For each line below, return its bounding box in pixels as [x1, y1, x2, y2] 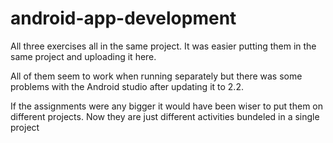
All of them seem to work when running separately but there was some [10, 70, 303, 82]
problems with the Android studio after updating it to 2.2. [10, 80, 244, 92]
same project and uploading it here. [10, 50, 157, 62]
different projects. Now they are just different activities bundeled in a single [10, 110, 320, 122]
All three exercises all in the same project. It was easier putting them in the [10, 40, 317, 52]
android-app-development [10, 7, 237, 30]
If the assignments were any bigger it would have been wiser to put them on [10, 100, 323, 112]
